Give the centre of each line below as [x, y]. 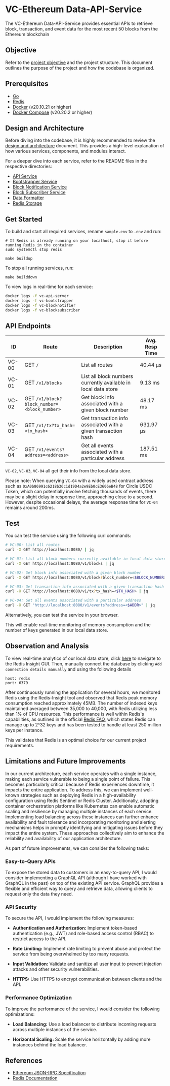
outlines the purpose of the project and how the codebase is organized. [80, 68]
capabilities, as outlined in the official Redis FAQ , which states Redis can [80, 719]
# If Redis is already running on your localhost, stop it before [77, 241]
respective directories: [29, 167]
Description [108, 346]
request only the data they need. [39, 894]
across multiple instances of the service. [55, 1029]
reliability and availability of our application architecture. [64, 838]
